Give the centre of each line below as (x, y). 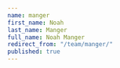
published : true (34, 52)
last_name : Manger (37, 30)
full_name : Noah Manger (46, 37)
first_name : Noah (36, 23)
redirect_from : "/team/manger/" (60, 45)
